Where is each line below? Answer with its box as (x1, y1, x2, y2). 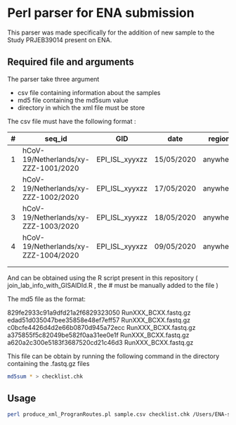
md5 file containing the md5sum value (17, 96, 129, 104)
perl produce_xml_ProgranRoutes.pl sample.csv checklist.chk (7, 411, 190, 418)
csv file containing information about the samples (17, 88, 161, 96)
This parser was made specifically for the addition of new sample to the (7, 28, 215, 37)
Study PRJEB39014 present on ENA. (7, 35, 112, 44)
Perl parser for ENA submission (7, 5, 195, 21)
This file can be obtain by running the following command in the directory (7, 352, 220, 360)
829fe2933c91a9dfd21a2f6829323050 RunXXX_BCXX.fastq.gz (7, 308, 191, 317)
